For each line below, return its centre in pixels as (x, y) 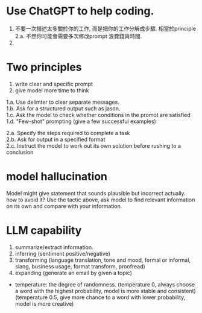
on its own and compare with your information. (64, 206)
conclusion (20, 152)
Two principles (44, 67)
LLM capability (44, 230)
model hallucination (57, 177)
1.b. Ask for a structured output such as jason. (63, 108)
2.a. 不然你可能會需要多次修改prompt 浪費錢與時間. (78, 36)
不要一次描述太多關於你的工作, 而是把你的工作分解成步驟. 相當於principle (105, 28)
